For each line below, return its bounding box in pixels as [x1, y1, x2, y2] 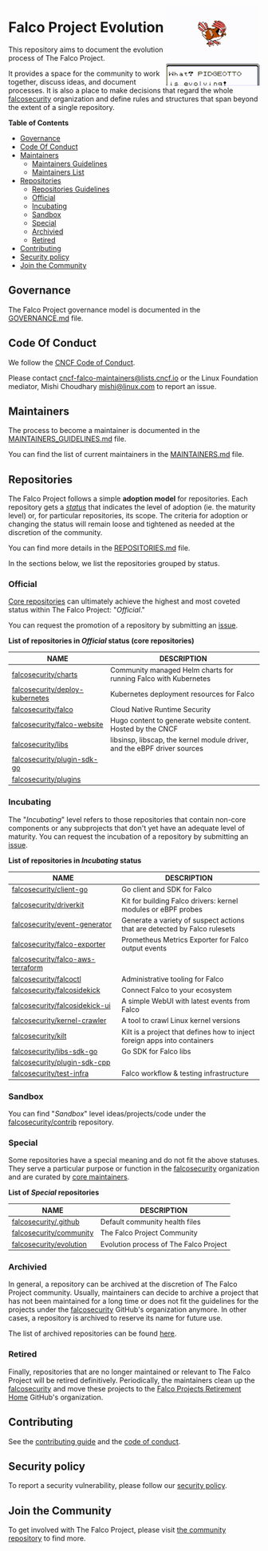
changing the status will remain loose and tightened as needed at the [8, 519, 235, 529]
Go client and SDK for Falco [121, 884, 212, 895]
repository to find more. [8, 1533, 86, 1543]
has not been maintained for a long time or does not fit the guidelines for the [8, 1297, 259, 1306]
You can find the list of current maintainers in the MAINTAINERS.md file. [8, 450, 245, 459]
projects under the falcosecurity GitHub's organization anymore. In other [8, 1305, 247, 1314]
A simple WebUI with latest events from [121, 996, 250, 1006]
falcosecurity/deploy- [11, 685, 84, 695]
